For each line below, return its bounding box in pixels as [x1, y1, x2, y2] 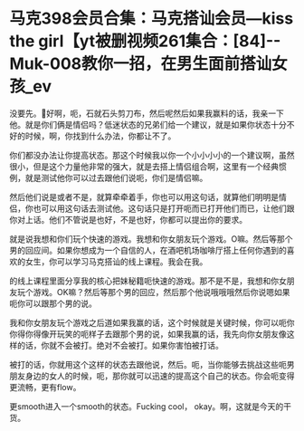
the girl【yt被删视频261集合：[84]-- [9, 31, 281, 52]
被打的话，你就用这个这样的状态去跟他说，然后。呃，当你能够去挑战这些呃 [9, 359, 287, 369]
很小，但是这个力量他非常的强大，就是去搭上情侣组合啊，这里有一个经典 [9, 160, 279, 172]
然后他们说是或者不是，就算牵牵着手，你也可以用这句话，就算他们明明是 [9, 191, 279, 202]
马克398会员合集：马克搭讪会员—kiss [9, 8, 294, 29]
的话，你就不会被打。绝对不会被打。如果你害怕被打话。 [16, 340, 223, 350]
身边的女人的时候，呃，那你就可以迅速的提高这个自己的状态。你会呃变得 [24, 370, 295, 381]
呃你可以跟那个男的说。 [9, 298, 97, 309]
